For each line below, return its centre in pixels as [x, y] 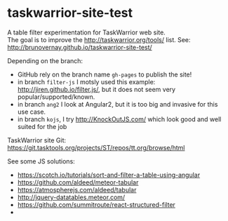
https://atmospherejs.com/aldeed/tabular [77, 189]
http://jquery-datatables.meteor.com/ [71, 197]
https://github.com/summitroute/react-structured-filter [96, 204]
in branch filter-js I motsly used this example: [86, 81]
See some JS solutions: [41, 161]
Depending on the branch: [45, 60]
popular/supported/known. [56, 97]
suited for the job [42, 126]
